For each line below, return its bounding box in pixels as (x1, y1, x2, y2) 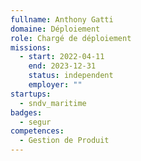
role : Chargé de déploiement (10, 33, 132, 43)
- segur (19, 117, 52, 127)
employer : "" (28, 80, 83, 90)
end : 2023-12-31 (28, 61, 97, 71)
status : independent (28, 71, 114, 81)
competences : (10, 126, 65, 136)
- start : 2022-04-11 (19, 52, 105, 62)
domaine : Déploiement (10, 24, 101, 34)
